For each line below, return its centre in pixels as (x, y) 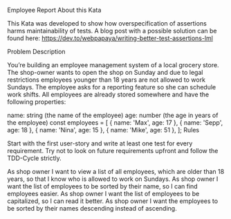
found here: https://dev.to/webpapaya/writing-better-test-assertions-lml (110, 38)
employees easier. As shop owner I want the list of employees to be (103, 194)
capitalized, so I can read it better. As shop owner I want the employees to (113, 201)
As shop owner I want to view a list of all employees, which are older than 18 (116, 172)
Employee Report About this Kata (54, 10)
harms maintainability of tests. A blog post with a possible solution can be (112, 31)
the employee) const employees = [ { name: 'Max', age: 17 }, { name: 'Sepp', (115, 123)
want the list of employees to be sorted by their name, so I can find (103, 186)
